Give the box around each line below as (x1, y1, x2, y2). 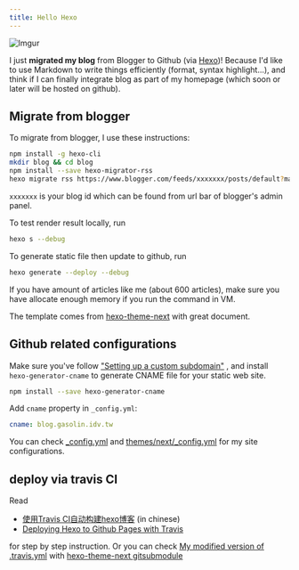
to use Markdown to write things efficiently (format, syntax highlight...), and (9, 64, 287, 75)
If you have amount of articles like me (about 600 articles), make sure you (9, 284, 280, 295)
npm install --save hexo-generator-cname (9, 387, 166, 396)
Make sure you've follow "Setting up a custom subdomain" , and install (9, 360, 269, 370)
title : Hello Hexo (9, 12, 77, 22)
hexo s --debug (9, 234, 66, 243)
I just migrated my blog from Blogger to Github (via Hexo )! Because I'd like (9, 54, 283, 65)
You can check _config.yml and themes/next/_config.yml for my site (9, 436, 258, 447)
